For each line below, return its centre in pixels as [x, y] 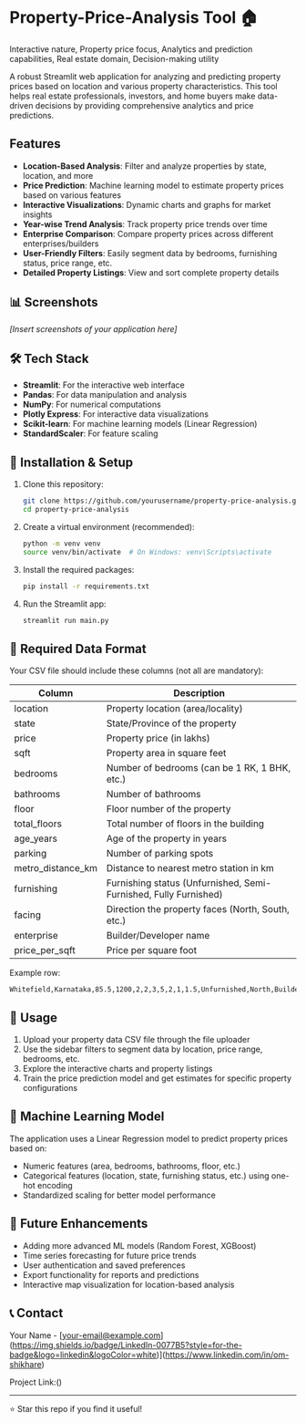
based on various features [71, 195]
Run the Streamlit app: [64, 604]
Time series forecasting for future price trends [110, 1255]
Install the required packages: [78, 569]
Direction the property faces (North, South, [198, 909]
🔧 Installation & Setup [71, 462]
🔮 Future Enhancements [79, 1224]
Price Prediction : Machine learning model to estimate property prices [153, 185]
